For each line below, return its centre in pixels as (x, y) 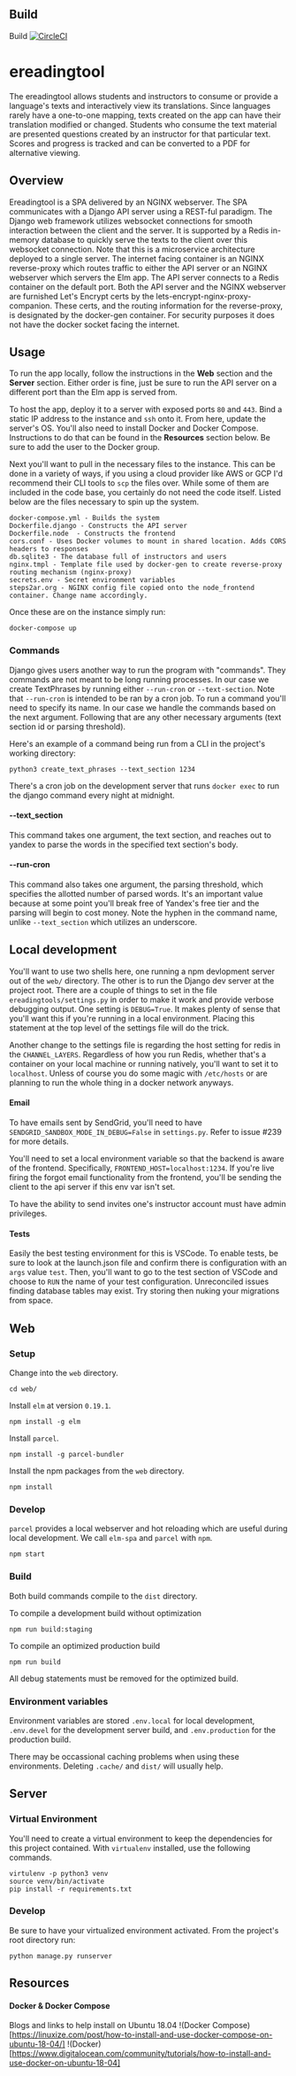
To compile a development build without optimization (105, 1613)
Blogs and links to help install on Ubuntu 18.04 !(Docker (110, 2025)
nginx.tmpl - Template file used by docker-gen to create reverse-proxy (146, 565)
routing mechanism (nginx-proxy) (71, 572)
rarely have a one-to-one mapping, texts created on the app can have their (145, 115)
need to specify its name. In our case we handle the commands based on (143, 707)
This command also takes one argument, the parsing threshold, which (136, 884)
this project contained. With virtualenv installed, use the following (130, 1847)
